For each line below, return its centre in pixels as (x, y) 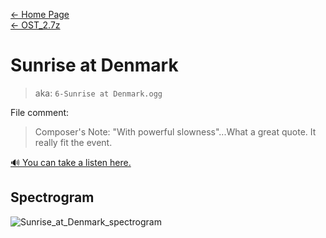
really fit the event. (73, 142)
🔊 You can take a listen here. (71, 162)
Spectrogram (52, 197)
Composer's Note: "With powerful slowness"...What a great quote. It (175, 131)
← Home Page (40, 14)
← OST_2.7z (35, 25)
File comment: (40, 112)
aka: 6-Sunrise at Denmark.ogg (98, 93)
